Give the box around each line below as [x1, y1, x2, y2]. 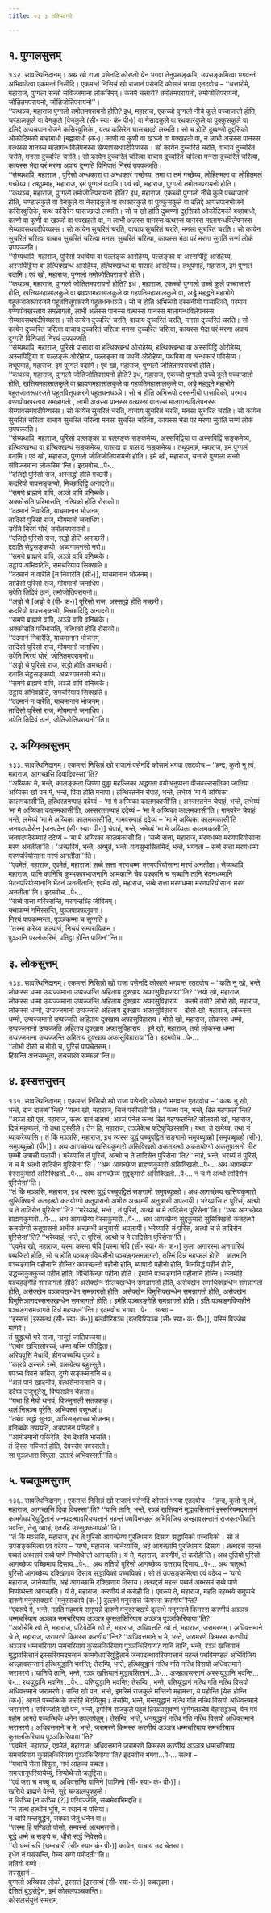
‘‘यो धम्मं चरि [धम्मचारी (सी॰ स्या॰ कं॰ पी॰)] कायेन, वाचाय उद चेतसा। [8, 1840, 184, 1850]
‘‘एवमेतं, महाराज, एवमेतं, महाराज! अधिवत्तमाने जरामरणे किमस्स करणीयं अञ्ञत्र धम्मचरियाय [8, 1740, 236, 1750]
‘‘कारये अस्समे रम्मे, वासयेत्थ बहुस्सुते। [8, 1359, 106, 1369]
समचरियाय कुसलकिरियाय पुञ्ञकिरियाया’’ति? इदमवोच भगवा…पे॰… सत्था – [8, 1749, 198, 1760]
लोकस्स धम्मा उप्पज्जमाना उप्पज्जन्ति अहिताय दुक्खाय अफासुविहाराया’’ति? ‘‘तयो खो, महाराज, [8, 987, 242, 997]
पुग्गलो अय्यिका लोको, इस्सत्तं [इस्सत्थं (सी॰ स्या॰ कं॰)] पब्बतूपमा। [8, 1877, 174, 1886]
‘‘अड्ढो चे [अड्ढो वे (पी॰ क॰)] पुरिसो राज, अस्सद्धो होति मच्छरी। [8, 597, 164, 606]
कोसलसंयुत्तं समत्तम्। [8, 1894, 62, 1905]
